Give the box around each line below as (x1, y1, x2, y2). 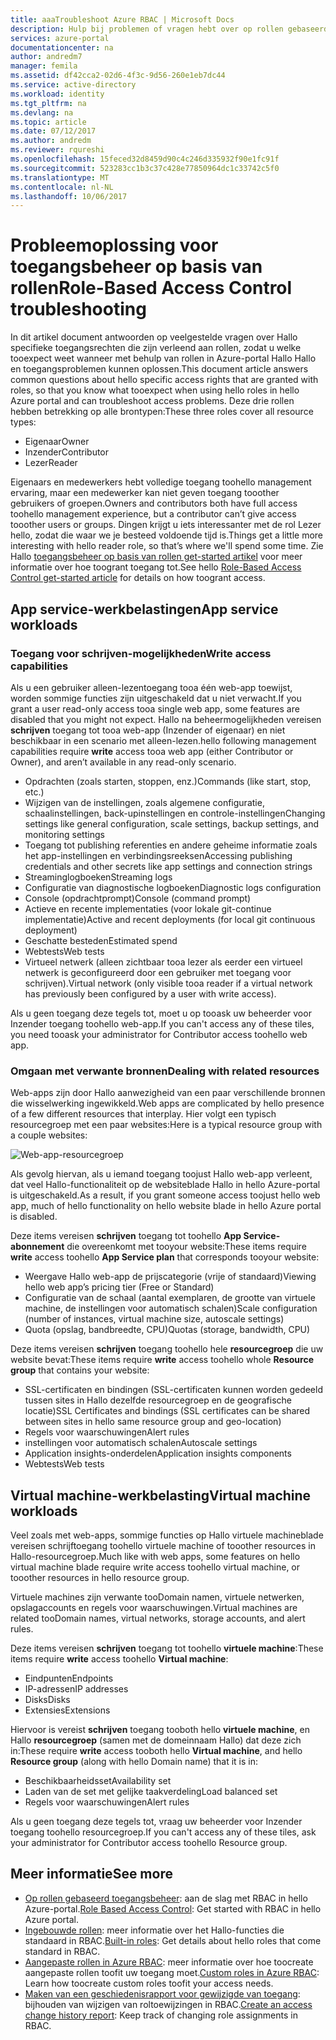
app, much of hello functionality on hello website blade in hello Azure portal (10, 1200, 322, 1212)
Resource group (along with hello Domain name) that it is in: (10, 1755, 259, 1767)
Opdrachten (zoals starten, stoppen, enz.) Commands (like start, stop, (24, 775, 312, 787)
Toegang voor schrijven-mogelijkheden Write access (10, 646, 272, 660)
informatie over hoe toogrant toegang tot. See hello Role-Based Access (10, 561, 302, 573)
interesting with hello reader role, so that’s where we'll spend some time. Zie (10, 540, 324, 552)
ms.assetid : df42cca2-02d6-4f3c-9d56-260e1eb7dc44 (10, 71, 226, 81)
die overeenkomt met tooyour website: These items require (66, 1241, 307, 1253)
